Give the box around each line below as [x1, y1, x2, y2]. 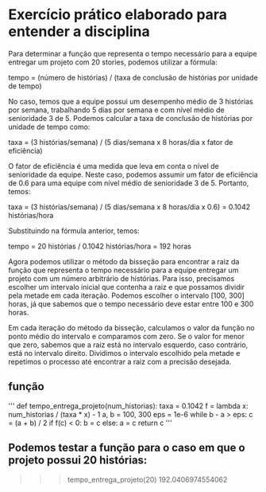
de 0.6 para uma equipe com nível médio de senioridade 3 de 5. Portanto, [8, 178, 249, 188]
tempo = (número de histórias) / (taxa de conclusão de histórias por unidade [8, 72, 258, 82]
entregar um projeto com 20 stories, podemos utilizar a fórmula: [8, 57, 218, 67]
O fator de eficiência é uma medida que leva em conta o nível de [8, 161, 220, 170]
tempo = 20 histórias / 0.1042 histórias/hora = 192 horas [8, 241, 192, 251]
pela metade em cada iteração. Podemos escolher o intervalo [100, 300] [8, 291, 245, 300]
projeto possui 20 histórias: [8, 454, 148, 467]
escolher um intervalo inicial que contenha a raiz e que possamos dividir [8, 282, 245, 291]
